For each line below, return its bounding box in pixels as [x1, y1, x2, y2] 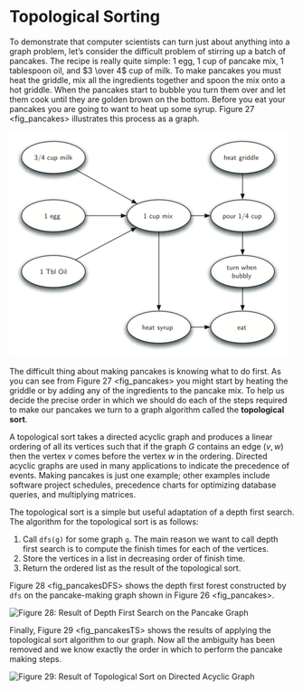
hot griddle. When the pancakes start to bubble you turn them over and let [9, 84, 287, 95]
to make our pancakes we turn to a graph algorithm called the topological [9, 404, 285, 415]
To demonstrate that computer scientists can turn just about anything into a [9, 36, 290, 47]
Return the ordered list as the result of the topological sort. [22, 563, 241, 573]
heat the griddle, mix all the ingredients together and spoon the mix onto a [9, 74, 286, 85]
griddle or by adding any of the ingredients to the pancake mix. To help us [9, 384, 285, 395]
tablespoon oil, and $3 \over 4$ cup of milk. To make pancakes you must [9, 65, 282, 76]
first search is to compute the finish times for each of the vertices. [22, 543, 270, 554]
